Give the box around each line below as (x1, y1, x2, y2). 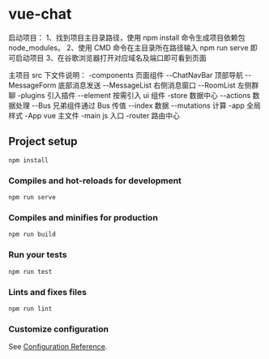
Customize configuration (8, 323, 109, 335)
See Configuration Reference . (8, 342, 108, 352)
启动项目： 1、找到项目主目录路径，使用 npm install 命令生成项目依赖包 (8, 32, 246, 42)
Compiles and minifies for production (8, 212, 158, 223)
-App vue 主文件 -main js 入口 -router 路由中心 (23, 110, 181, 120)
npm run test (8, 267, 53, 276)
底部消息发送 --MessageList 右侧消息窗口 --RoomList (58, 80, 237, 90)
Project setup (8, 135, 79, 148)
